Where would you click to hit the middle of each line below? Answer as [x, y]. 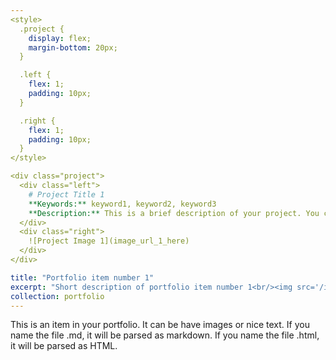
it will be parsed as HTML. [64, 346]
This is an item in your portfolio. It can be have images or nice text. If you [160, 325]
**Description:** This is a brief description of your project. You [174, 213]
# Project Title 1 [66, 194]
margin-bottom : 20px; [73, 47]
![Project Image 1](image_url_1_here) [109, 241]
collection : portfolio [57, 296]
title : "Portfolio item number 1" [82, 277]
